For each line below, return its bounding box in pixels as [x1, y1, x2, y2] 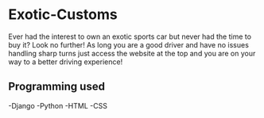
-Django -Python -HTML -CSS [8, 101, 107, 110]
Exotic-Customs [8, 6, 118, 24]
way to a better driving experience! [8, 57, 123, 67]
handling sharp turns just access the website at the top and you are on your [8, 48, 256, 58]
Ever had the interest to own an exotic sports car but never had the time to [8, 32, 252, 41]
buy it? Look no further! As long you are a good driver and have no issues [8, 40, 249, 49]
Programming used [8, 80, 106, 93]
